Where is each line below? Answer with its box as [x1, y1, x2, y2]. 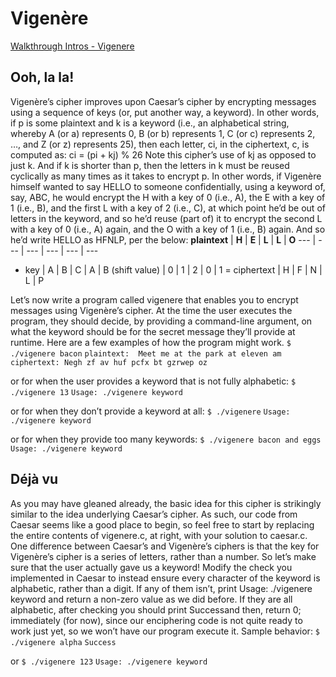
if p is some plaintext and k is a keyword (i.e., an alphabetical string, [10, 117, 290, 129]
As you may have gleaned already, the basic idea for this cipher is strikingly [10, 497, 322, 509]
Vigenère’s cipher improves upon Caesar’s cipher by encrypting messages [10, 95, 317, 107]
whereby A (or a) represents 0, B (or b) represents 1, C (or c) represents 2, [10, 127, 316, 139]
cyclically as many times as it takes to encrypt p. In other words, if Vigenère [10, 170, 322, 182]
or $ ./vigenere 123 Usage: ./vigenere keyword [10, 655, 208, 667]
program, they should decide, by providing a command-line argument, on [10, 315, 313, 327]
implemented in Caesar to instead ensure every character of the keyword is [10, 572, 321, 584]
